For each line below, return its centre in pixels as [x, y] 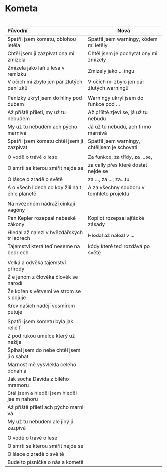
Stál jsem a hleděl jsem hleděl [42, 393]
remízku [17, 74]
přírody [16, 269]
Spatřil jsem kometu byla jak [41, 322]
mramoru [18, 385]
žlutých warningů [108, 88]
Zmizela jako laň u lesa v [36, 68]
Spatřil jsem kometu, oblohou [42, 39]
